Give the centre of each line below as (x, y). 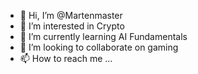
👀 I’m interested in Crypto (72, 26)
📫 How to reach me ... (66, 58)
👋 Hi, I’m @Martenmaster (71, 15)
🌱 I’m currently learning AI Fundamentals (103, 36)
